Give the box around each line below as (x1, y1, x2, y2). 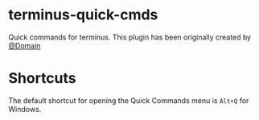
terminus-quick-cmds (8, 6, 158, 24)
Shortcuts (8, 69, 76, 88)
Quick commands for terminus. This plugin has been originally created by (8, 32, 252, 42)
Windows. (8, 104, 42, 114)
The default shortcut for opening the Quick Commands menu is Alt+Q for (8, 95, 249, 106)
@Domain (8, 40, 41, 50)
